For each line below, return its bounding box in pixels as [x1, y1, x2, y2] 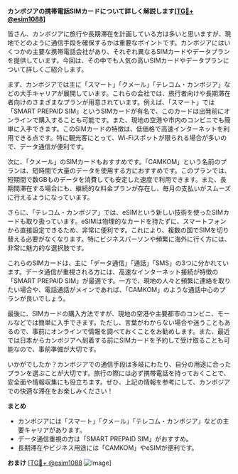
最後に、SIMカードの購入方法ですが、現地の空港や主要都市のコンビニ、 [7, 309, 218, 318]
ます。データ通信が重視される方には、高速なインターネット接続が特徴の [7, 268, 219, 276]
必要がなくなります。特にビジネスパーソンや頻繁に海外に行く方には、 [26, 235, 231, 243]
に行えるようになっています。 [7, 193, 94, 201]
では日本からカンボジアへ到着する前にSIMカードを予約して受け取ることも [7, 336, 224, 344]
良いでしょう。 [26, 294, 70, 303]
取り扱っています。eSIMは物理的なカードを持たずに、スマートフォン [26, 217, 227, 225]
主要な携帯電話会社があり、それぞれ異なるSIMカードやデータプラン [31, 48, 230, 55]
